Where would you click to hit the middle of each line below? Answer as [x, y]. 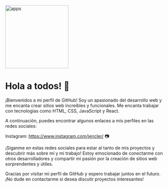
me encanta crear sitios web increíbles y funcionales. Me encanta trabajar [82, 105]
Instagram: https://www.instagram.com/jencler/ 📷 [57, 136]
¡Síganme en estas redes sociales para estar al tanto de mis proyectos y [80, 148]
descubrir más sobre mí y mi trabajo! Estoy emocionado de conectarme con [84, 153]
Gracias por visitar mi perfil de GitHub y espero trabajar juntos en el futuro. [83, 173]
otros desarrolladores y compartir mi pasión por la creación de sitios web [81, 158]
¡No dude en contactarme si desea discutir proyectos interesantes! [74, 179]
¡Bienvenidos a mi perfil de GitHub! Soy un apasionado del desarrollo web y [84, 100]
